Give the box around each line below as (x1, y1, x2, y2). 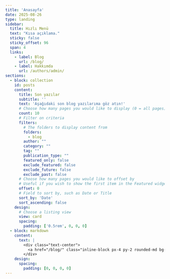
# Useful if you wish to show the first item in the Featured (18, 181, 153, 187)
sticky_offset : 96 (10, 40, 49, 45)
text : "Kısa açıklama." (10, 31, 60, 36)
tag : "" (23, 149, 39, 154)
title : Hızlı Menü (10, 26, 49, 31)
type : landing (5, 17, 35, 22)
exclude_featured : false (23, 162, 76, 167)
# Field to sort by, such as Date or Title (18, 191, 112, 196)
